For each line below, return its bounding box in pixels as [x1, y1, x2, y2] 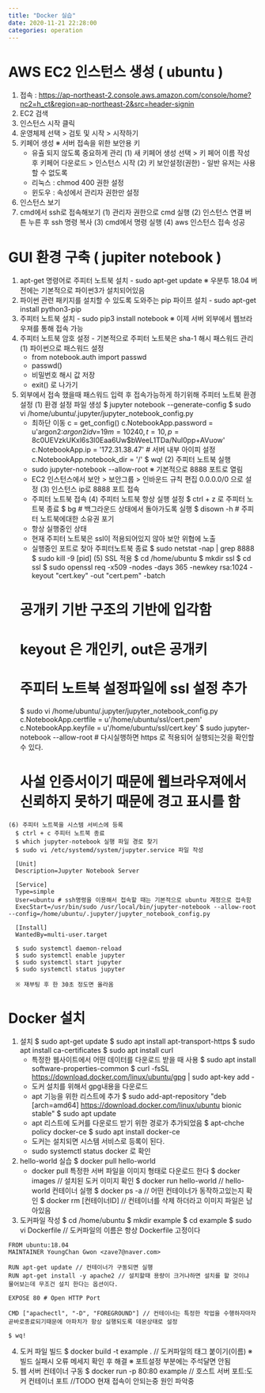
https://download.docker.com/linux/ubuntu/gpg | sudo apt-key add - [31, 1073, 255, 1082]
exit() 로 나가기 [31, 380, 78, 390]
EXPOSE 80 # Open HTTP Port [8, 1294, 101, 1302]
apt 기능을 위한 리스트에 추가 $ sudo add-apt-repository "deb [31, 1092, 227, 1101]
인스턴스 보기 [19, 198, 61, 207]
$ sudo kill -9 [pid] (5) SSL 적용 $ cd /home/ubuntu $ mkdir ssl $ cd [31, 554, 252, 563]
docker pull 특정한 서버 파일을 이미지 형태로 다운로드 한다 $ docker [31, 1166, 240, 1175]
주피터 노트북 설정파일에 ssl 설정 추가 [19, 679, 248, 697]
